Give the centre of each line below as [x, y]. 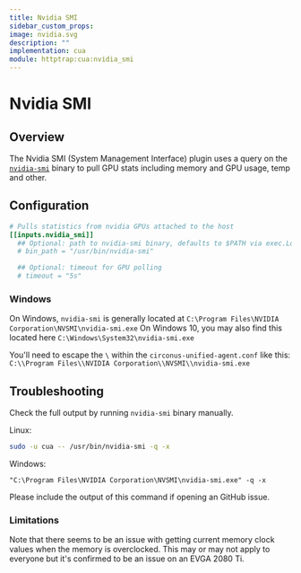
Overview [37, 137]
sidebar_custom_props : [52, 26]
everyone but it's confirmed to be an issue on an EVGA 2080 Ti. [127, 559]
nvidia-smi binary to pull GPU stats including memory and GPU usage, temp [150, 168]
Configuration [49, 206]
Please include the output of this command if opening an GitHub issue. [140, 497]
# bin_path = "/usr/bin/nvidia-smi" [86, 251]
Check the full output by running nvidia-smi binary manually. [122, 413]
